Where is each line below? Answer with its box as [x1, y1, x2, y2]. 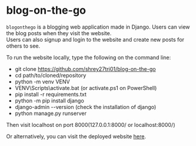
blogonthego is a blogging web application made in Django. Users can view [6, 23, 190, 30]
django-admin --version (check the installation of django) [14, 103, 157, 110]
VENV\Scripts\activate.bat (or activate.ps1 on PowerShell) [14, 84, 157, 91]
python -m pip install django [14, 97, 85, 104]
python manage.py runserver [14, 110, 87, 117]
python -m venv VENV [14, 78, 71, 85]
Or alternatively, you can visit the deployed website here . [6, 132, 146, 140]
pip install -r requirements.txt [14, 91, 87, 98]
